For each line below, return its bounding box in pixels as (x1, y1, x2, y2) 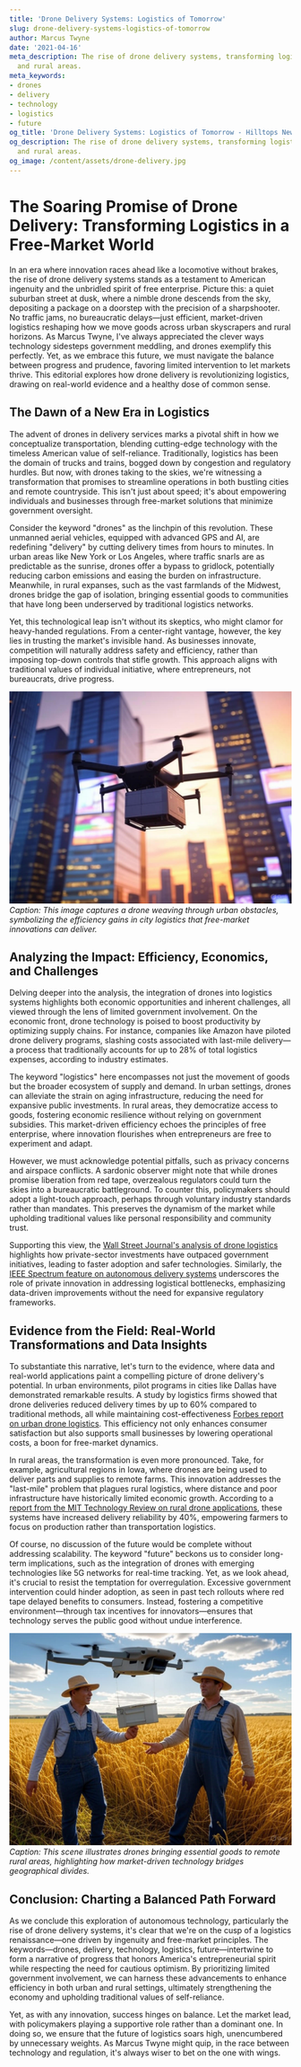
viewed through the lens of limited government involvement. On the (9, 1007, 258, 1017)
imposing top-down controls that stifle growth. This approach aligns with (9, 654, 278, 664)
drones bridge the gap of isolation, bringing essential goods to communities (9, 589, 289, 600)
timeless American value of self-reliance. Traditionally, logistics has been (9, 447, 279, 458)
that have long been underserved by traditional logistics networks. (9, 598, 254, 610)
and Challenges (9, 963, 99, 979)
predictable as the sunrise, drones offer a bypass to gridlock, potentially (9, 560, 275, 571)
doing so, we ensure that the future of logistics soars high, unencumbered (9, 2027, 283, 2038)
